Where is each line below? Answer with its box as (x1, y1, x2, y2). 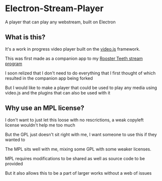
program (5, 60, 22, 66)
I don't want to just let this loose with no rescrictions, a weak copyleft (5, 117, 144, 123)
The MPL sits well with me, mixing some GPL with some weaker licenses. (5, 146, 152, 152)
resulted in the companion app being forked (5, 75, 93, 81)
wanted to (5, 137, 25, 143)
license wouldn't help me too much (5, 122, 75, 128)
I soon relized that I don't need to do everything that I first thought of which (5, 70, 156, 76)
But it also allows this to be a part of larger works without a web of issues (5, 170, 152, 176)
